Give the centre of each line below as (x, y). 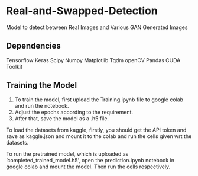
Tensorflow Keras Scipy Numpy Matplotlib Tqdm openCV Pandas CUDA (93, 60)
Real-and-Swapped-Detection (82, 11)
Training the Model (42, 85)
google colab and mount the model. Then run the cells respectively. (88, 167)
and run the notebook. (42, 105)
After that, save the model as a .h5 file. (62, 118)
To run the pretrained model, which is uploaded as (67, 154)
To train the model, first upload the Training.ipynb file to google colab (99, 100)
